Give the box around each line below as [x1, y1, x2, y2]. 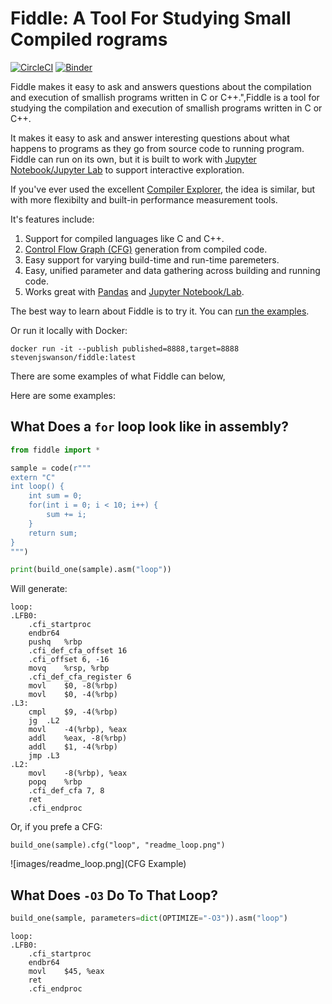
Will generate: [10, 583, 68, 595]
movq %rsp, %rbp [28, 663, 110, 674]
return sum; [28, 528, 78, 538]
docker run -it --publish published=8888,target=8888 [10, 343, 240, 354]
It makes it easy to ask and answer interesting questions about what [10, 132, 290, 144]
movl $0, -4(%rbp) [28, 690, 118, 700]
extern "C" [10, 472, 56, 482]
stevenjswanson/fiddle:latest [10, 352, 137, 362]
